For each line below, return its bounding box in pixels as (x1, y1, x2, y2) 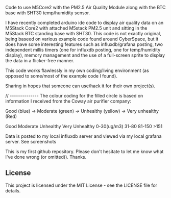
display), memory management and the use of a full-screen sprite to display (5, 52, 165, 58)
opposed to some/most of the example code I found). (5, 73, 117, 79)
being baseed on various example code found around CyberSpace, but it (5, 36, 159, 42)
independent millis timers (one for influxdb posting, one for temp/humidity (5, 47, 161, 53)
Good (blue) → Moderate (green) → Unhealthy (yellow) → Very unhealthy (5, 108, 159, 114)
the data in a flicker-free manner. (5, 58, 75, 63)
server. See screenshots (5, 139, 57, 144)
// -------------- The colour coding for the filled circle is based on (5, 93, 143, 98)
